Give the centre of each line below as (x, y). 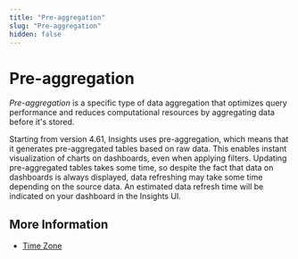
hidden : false (36, 34)
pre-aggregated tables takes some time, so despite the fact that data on (141, 168)
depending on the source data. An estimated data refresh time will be (137, 187)
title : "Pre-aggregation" (57, 17)
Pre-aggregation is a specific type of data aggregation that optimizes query (148, 103)
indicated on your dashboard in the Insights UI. (95, 196)
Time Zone (42, 246)
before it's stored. (42, 122)
